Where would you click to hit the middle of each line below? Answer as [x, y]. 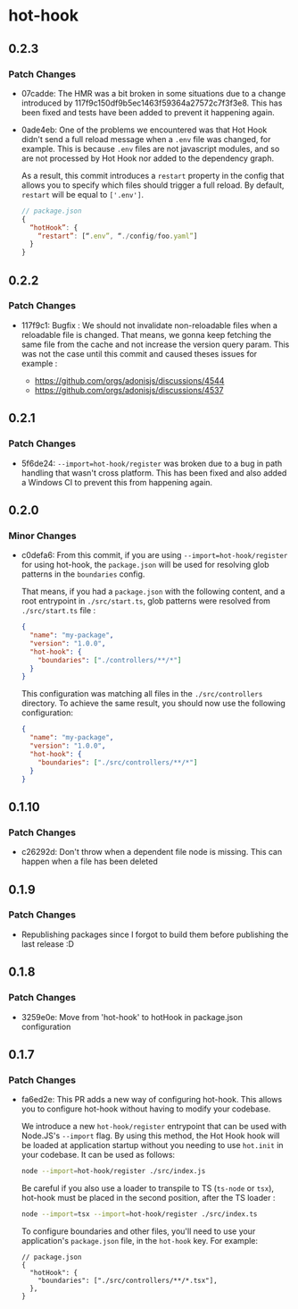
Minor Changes [42, 536]
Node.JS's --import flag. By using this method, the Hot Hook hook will [150, 1136]
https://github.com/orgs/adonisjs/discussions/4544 [129, 380]
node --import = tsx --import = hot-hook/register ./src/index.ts [139, 1214]
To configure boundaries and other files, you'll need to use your [138, 1231]
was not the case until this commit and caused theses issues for [139, 353]
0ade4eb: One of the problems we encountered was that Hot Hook [144, 130]
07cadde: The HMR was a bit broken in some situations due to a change [153, 93]
